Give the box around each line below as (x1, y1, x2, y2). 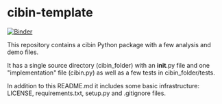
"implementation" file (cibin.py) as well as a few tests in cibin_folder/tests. (7, 68, 216, 77)
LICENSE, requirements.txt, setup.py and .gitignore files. (7, 89, 166, 97)
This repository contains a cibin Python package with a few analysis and (7, 40, 211, 49)
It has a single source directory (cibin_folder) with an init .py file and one (7, 61, 210, 69)
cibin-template (7, 5, 94, 21)
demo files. (7, 48, 39, 56)
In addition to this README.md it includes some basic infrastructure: (7, 81, 200, 90)
